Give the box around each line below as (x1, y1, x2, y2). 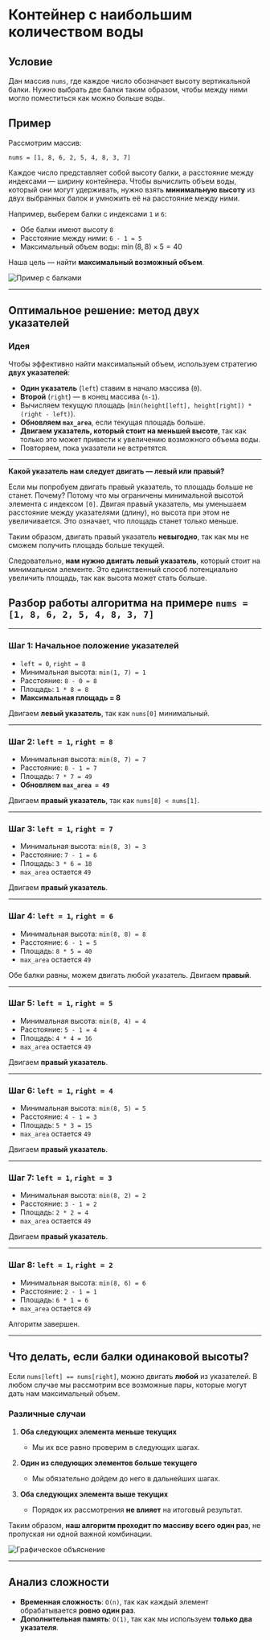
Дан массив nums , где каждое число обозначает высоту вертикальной (8, 77, 251, 85)
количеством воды (8, 23, 144, 41)
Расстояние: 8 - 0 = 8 (19, 675, 98, 685)
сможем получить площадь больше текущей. (8, 540, 165, 549)
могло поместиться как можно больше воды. (8, 93, 166, 102)
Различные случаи (8, 1408, 86, 1419)
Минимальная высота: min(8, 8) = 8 (19, 929, 146, 938)
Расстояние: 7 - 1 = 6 (19, 850, 98, 859)
